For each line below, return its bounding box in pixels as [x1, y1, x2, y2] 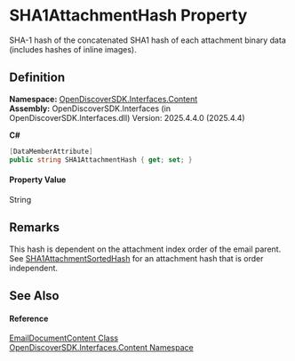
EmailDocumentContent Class [9, 333, 118, 343]
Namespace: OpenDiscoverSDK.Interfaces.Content [9, 93, 198, 104]
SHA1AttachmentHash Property [9, 5, 248, 26]
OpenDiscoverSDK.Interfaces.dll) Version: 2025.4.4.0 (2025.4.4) [9, 112, 246, 123]
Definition [9, 70, 65, 85]
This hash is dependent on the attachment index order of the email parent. [9, 244, 282, 254]
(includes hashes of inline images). [9, 44, 137, 54]
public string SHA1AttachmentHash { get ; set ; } [9, 155, 193, 164]
